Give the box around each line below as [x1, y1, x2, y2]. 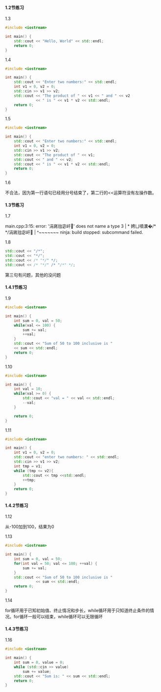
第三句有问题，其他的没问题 [5, 272, 61, 277]
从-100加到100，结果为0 [5, 524, 54, 530]
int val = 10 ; [14, 387, 43, 391]
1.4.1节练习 [5, 284, 27, 290]
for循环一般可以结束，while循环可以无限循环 [13, 614, 103, 620]
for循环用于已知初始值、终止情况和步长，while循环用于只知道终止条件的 [5, 608, 150, 613]
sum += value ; [23, 669, 51, 674]
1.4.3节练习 [5, 626, 28, 632]
